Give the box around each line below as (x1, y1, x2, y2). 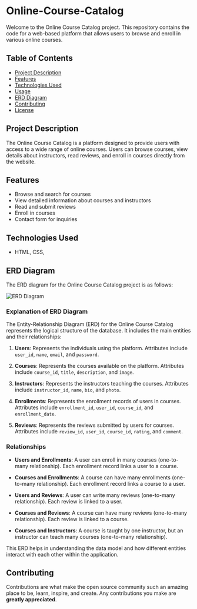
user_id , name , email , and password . (14, 351, 99, 358)
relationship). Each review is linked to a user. (14, 498, 123, 505)
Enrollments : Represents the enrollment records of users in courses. (14, 398, 181, 405)
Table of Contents (6, 53, 74, 63)
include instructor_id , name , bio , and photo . (14, 386, 121, 393)
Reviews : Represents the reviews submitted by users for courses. (14, 422, 175, 429)
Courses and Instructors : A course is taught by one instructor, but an (14, 526, 183, 534)
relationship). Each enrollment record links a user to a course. (29, 462, 178, 469)
